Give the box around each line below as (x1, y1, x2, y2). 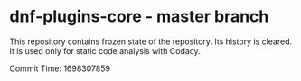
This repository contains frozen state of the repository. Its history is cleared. (9, 36, 292, 47)
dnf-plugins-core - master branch (9, 6, 269, 27)
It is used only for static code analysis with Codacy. (9, 45, 201, 56)
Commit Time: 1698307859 (9, 63, 111, 74)
